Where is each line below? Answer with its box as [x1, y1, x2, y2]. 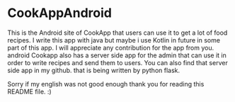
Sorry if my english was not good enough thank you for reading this [7, 79, 205, 88]
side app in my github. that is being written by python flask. [7, 66, 180, 74]
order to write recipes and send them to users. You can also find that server [7, 58, 228, 67]
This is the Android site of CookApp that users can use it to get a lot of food [7, 28, 228, 37]
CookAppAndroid [7, 5, 112, 21]
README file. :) [7, 87, 52, 96]
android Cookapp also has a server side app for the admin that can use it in [7, 51, 227, 59]
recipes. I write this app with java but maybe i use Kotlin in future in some [7, 35, 221, 44]
